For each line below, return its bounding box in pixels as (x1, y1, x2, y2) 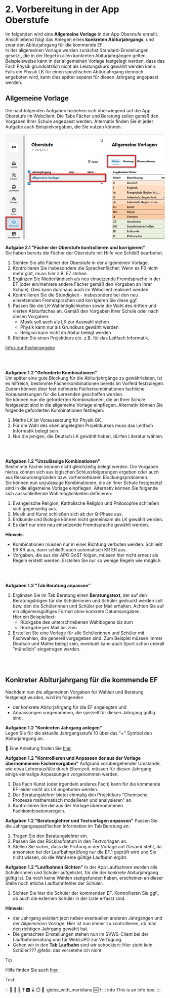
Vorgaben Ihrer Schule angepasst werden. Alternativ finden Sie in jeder (5, 118, 154, 124)
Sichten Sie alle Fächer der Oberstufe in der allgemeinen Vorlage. (12, 259, 149, 266)
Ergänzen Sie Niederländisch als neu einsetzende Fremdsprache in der (12, 276, 161, 282)
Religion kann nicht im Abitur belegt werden (20, 329, 111, 335)
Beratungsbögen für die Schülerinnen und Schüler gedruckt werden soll (12, 597, 163, 603)
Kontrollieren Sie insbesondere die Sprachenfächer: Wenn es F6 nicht (12, 265, 158, 271)
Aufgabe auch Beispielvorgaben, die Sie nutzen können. (5, 123, 122, 129)
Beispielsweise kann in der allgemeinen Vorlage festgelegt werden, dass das (5, 58, 165, 64)
